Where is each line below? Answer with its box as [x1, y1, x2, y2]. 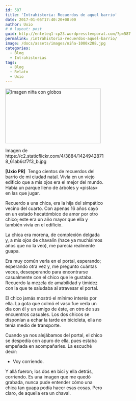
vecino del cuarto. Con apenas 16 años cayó [5, 205, 98, 212]
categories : [5, 46, 31, 51]
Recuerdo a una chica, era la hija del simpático [5, 200, 103, 206]
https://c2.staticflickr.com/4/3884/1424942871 [5, 153, 104, 159]
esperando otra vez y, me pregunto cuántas [5, 263, 97, 269]
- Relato [10, 70, 29, 75]
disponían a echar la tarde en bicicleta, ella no [5, 316, 102, 323]
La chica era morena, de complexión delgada [5, 231, 100, 238]
